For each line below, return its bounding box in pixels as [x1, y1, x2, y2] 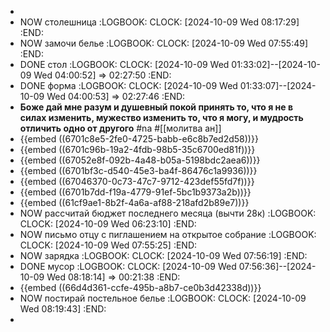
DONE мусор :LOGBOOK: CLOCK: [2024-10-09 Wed [19, 261, 237, 272]
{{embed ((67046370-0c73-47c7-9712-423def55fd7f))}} [19, 176, 255, 187]
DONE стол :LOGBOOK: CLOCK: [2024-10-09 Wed [19, 59, 230, 70]
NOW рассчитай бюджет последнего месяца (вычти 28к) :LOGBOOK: [19, 207, 317, 219]
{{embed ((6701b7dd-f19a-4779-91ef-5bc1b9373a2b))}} [19, 186, 252, 198]
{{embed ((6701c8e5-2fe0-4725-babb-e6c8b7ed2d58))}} [19, 133, 259, 145]
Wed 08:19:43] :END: [19, 303, 107, 315]
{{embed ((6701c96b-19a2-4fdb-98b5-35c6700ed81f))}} [19, 144, 256, 155]
